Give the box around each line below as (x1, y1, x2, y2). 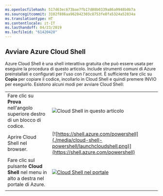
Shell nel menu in (7, 169, 47, 176)
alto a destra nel (7, 175, 45, 181)
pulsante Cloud (7, 162, 43, 169)
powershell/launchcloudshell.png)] (52, 143, 132, 149)
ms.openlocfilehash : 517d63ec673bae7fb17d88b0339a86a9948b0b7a (5, 7, 136, 12)
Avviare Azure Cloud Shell (5, 48, 86, 56)
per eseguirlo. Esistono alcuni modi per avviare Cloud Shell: (5, 81, 124, 87)
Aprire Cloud (7, 133, 36, 140)
